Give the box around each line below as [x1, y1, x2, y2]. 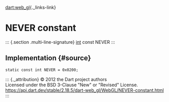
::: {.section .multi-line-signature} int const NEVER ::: [5, 39, 116, 45]
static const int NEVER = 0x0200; [5, 67, 79, 72]
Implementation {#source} [5, 54, 92, 63]
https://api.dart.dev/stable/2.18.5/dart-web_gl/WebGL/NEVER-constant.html [5, 87, 164, 93]
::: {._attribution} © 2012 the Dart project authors [5, 76, 107, 82]
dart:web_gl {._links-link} [5, 5, 56, 10]
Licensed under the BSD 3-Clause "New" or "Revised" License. [5, 82, 138, 88]
